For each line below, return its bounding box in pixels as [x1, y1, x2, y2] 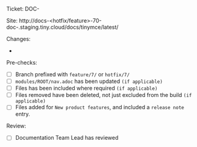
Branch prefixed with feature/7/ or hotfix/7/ [15, 71, 130, 78]
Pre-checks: [6, 59, 38, 66]
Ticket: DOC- [6, 5, 40, 12]
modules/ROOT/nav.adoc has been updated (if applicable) [15, 77, 163, 85]
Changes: [6, 35, 31, 42]
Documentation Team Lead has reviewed [15, 134, 119, 142]
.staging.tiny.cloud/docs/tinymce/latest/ [18, 24, 119, 30]
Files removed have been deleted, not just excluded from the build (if [15, 91, 192, 99]
